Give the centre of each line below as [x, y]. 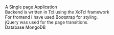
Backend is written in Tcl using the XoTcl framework [57, 12]
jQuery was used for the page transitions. [47, 22]
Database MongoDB [25, 27]
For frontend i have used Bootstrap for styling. [52, 17]
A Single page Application [31, 7]
